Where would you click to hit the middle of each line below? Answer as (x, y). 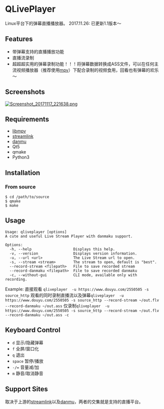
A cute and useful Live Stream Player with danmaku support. (69, 236)
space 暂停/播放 (28, 361)
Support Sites (27, 389)
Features (19, 39)
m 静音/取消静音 (27, 373)
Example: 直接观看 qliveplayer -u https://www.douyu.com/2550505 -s (77, 289)
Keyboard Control (33, 330)
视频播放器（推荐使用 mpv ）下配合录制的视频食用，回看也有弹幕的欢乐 (88, 70)
